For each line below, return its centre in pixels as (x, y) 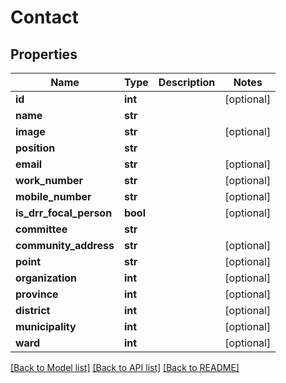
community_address (65, 245)
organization (46, 278)
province (37, 294)
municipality (46, 326)
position (35, 148)
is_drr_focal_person (64, 213)
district (33, 310)
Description (187, 82)
